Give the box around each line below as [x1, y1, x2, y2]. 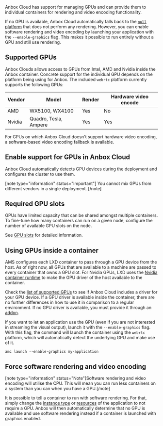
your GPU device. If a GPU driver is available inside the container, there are [5, 295, 155, 300]
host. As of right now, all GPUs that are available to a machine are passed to [5, 264, 157, 270]
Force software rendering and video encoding [5, 362, 147, 371]
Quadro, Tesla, [29, 115, 63, 122]
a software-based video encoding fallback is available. [5, 139, 114, 145]
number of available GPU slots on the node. [5, 223, 92, 229]
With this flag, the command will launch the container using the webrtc [5, 329, 146, 335]
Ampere [29, 121, 48, 128]
